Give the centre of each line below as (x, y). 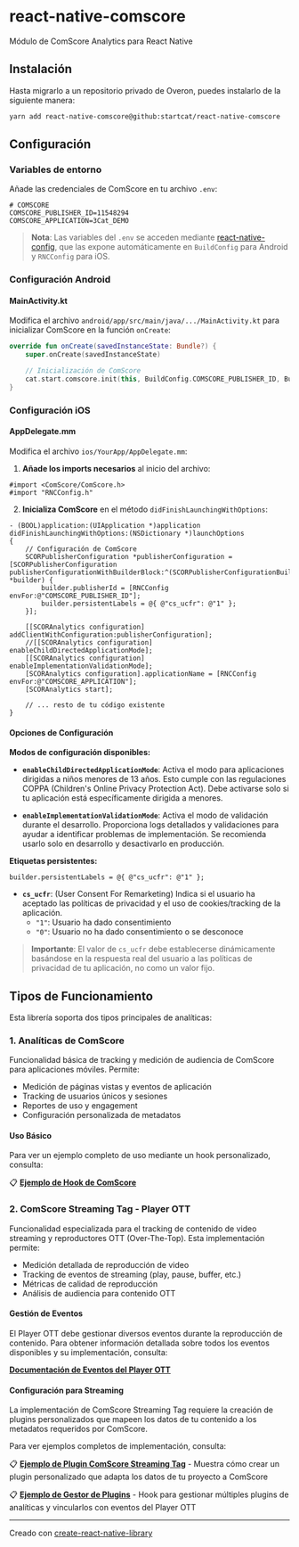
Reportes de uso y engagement (80, 1106)
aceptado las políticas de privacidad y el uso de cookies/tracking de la (151, 903)
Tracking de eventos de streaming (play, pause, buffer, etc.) (132, 1274)
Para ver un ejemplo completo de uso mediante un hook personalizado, (140, 1156)
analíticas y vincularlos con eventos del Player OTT (103, 1508)
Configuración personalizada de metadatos (101, 1115)
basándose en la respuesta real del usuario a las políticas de (142, 959)
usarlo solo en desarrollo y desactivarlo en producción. (123, 843)
